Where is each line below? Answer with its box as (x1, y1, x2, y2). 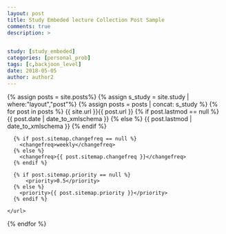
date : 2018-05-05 (7, 67, 57, 74)
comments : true (7, 23, 51, 30)
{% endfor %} (7, 220, 47, 228)
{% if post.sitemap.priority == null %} (13, 171, 131, 178)
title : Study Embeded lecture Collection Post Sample (7, 17, 165, 23)
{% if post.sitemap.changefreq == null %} (13, 135, 137, 142)
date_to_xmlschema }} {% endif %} (7, 122, 107, 130)
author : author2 (7, 74, 54, 81)
